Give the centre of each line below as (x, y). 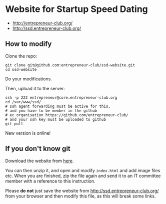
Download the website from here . (39, 161)
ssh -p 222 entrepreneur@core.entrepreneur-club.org (61, 98)
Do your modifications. (29, 79)
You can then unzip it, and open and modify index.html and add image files (83, 170)
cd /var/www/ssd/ (23, 102)
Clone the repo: (21, 56)
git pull (14, 124)
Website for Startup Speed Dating (77, 9)
